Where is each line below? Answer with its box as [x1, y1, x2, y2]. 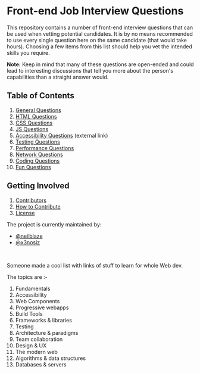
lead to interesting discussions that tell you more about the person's [7, 67, 174, 74]
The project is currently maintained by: [7, 220, 102, 228]
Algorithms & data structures [15, 355, 86, 362]
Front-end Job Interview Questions [7, 4, 184, 18]
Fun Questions [15, 163, 51, 170]
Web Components [15, 297, 60, 304]
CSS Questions [15, 119, 53, 126]
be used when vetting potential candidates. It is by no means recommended [7, 30, 193, 37]
